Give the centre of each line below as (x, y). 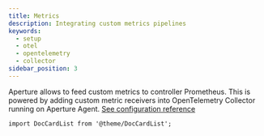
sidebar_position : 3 (43, 69)
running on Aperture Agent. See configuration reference (102, 108)
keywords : (25, 31)
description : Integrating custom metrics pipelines (97, 23)
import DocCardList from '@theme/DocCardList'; (90, 123)
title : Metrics (34, 16)
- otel (27, 46)
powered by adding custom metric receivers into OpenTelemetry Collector (132, 100)
